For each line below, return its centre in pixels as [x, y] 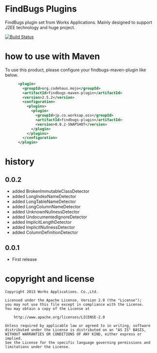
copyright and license [50, 279]
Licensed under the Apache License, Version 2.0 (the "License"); [73, 300]
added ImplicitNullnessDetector [43, 227]
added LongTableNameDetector [44, 201]
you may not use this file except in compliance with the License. [75, 304]
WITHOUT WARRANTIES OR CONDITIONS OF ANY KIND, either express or [73, 334]
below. [12, 75]
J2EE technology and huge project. [40, 27]
